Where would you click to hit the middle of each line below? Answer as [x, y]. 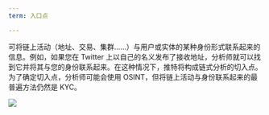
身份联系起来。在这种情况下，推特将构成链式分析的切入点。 [163, 67]
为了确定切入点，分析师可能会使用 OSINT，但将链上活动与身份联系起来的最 [133, 76]
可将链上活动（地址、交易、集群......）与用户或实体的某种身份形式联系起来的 [134, 47]
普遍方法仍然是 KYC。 [45, 87]
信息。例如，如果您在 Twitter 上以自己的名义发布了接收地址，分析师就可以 [131, 56]
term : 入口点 [28, 16]
